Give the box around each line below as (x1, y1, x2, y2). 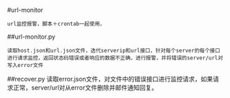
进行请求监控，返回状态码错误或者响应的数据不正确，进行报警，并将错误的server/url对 (7, 55, 223, 61)
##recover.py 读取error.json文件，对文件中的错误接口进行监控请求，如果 (7, 75, 213, 83)
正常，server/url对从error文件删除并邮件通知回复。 (12, 84, 158, 92)
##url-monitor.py (7, 32, 56, 41)
